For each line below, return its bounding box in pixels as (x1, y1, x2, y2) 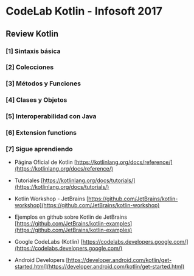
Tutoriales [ (14, 177, 43, 184)
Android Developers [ (14, 257, 68, 264)
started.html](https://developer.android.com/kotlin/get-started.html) (14, 263, 185, 271)
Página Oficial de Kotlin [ (14, 158, 77, 166)
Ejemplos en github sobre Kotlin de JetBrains (14, 213, 127, 221)
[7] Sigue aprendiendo (5, 145, 74, 154)
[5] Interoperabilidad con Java (5, 112, 97, 121)
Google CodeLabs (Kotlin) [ (14, 238, 83, 246)
